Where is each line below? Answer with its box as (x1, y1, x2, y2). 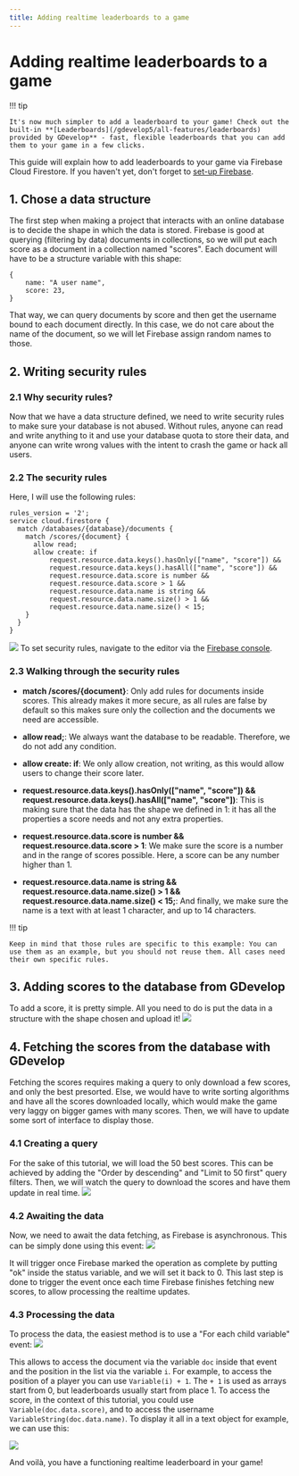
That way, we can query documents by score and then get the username (9, 310, 277, 321)
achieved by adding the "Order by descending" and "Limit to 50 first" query (9, 1167, 287, 1178)
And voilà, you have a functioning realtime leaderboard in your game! (9, 1457, 263, 1468)
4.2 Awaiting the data (9, 1209, 104, 1222)
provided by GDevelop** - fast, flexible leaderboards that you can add (9, 133, 286, 142)
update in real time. (9, 1187, 80, 1197)
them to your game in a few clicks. (9, 140, 145, 150)
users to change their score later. (21, 767, 145, 778)
